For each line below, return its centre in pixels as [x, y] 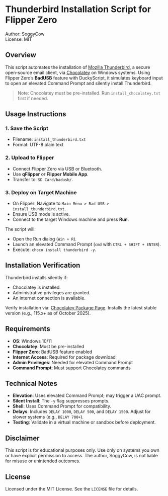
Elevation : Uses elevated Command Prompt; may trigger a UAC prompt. [87, 395]
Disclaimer [22, 438]
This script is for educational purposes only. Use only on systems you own [82, 450]
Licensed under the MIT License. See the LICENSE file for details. [72, 489]
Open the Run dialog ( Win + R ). [45, 239]
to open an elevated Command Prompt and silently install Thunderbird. [78, 83]
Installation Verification [43, 265]
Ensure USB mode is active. [41, 214]
